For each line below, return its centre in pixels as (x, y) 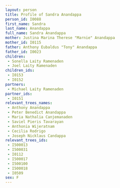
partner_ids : (19, 94)
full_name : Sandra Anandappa (35, 33)
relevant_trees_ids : (27, 140)
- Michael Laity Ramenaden (35, 89)
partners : (15, 84)
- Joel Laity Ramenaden (32, 66)
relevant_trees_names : (29, 103)
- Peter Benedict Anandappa (36, 113)
